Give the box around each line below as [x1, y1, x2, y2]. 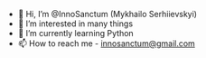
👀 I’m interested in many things [17, 18, 134, 29]
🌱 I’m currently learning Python [17, 28, 134, 38]
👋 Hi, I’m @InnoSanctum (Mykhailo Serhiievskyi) [17, 9, 197, 19]
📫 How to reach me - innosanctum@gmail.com [17, 38, 196, 49]
